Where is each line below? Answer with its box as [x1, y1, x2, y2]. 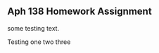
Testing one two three [7, 38, 71, 46]
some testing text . [7, 24, 60, 32]
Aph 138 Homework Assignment [7, 6, 153, 17]
